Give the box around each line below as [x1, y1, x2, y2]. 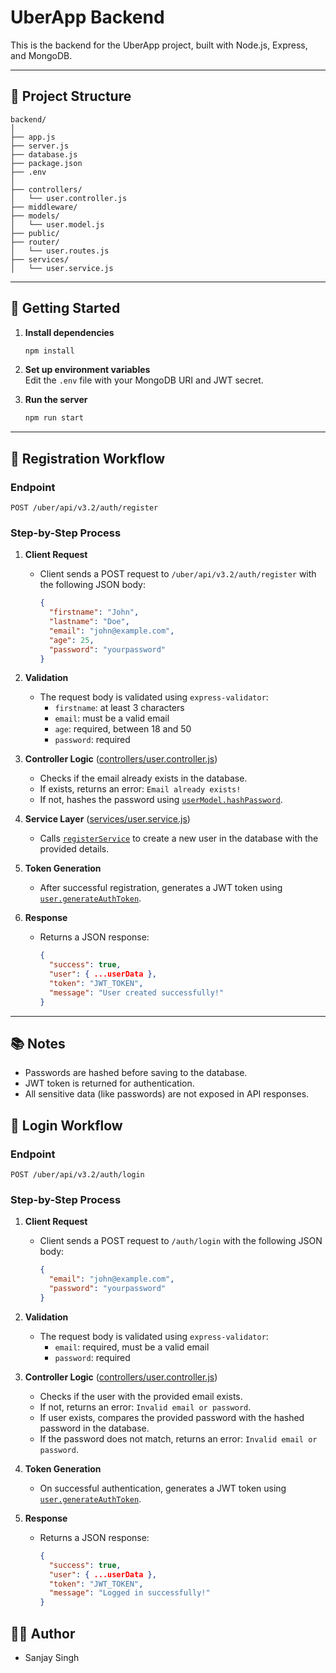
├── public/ [10, 228, 60, 238]
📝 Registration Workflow [10, 450, 166, 467]
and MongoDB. [10, 49, 73, 61]
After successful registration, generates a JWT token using [39, 882, 283, 894]
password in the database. [39, 1422, 150, 1434]
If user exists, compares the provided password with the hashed [39, 1411, 305, 1423]
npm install [24, 346, 75, 356]
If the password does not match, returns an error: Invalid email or [39, 1432, 318, 1445]
